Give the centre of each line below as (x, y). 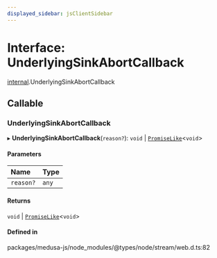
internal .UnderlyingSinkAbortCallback (61, 82)
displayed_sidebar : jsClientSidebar (60, 13)
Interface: (36, 47)
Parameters (24, 154)
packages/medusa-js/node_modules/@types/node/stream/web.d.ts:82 (108, 247)
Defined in (23, 232)
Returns (19, 201)
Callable (25, 103)
